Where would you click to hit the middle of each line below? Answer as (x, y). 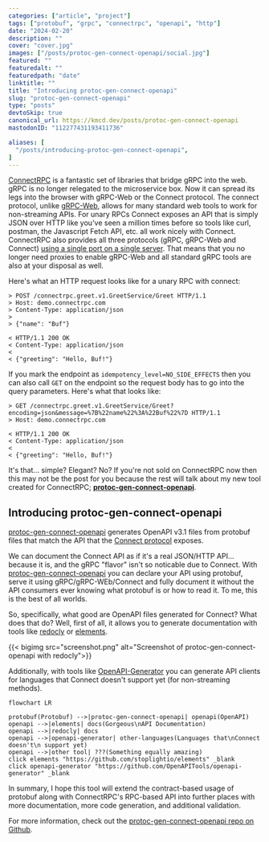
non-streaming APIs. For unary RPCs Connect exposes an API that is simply (133, 215)
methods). (25, 688)
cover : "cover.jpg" (41, 46)
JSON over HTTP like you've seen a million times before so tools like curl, (130, 223)
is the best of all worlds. (48, 599)
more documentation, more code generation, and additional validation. (125, 806)
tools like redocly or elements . (58, 631)
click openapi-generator (50, 766)
